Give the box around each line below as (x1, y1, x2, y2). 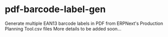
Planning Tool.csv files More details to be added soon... (5, 25, 122, 31)
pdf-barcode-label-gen (5, 4, 106, 15)
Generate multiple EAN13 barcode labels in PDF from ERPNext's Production (5, 20, 163, 26)
